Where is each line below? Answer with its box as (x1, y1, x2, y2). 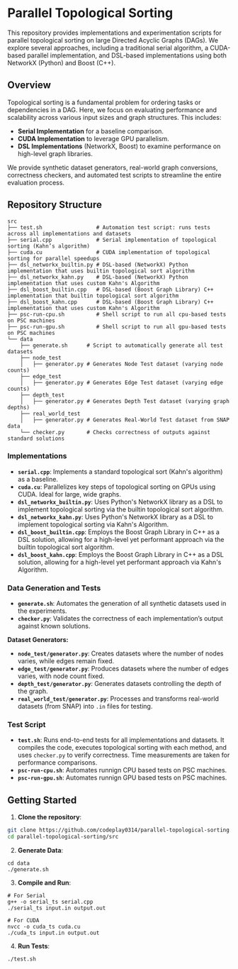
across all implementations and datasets (7, 230, 132, 237)
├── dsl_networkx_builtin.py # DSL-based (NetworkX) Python (7, 261, 189, 268)
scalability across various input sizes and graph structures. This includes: (7, 113, 222, 121)
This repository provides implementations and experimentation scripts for (7, 28, 222, 37)
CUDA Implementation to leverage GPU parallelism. (17, 134, 170, 143)
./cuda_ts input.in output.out (7, 929, 100, 937)
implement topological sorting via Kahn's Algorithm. (17, 520, 169, 528)
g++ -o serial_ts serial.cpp (7, 899, 93, 906)
